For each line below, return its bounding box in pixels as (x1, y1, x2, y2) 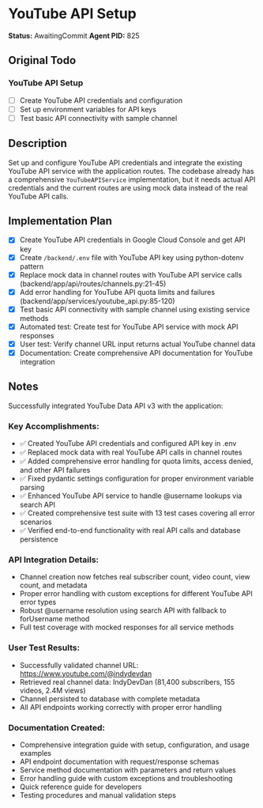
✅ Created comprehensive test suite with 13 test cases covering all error (19, 508, 255, 518)
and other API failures (19, 466, 91, 475)
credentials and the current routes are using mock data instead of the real (8, 183, 248, 192)
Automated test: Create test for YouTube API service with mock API (19, 322, 239, 331)
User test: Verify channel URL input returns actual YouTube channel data (19, 339, 256, 349)
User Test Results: (8, 642, 81, 653)
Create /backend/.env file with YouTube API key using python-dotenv (19, 252, 244, 262)
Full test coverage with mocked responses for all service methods (19, 622, 235, 632)
